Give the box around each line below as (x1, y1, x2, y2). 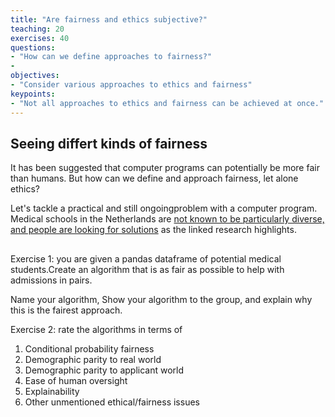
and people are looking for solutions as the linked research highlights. (10, 224, 297, 236)
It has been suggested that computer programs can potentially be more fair (10, 162, 320, 174)
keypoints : (10, 89, 56, 99)
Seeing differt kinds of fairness (10, 135, 208, 152)
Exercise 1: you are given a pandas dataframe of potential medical (10, 252, 282, 265)
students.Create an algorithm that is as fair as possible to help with (10, 263, 285, 275)
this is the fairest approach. (10, 304, 123, 316)
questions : (10, 42, 56, 53)
